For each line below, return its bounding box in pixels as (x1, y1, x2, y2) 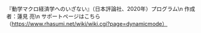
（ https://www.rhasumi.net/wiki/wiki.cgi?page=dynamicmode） (6, 20, 168, 27)
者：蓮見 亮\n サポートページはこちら (6, 13, 100, 20)
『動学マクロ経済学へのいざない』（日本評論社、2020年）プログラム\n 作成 (6, 5, 195, 12)
